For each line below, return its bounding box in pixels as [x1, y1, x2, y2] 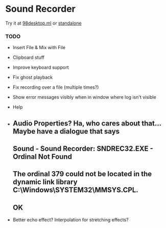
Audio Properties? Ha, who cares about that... [12, 119, 162, 128]
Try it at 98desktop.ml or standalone [5, 20, 82, 26]
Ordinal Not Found [12, 152, 73, 161]
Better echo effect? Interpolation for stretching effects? [12, 217, 129, 223]
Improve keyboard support [12, 65, 69, 71]
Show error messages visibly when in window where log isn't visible [12, 94, 157, 100]
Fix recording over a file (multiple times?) [12, 84, 99, 90]
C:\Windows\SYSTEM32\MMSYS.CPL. [12, 185, 139, 195]
